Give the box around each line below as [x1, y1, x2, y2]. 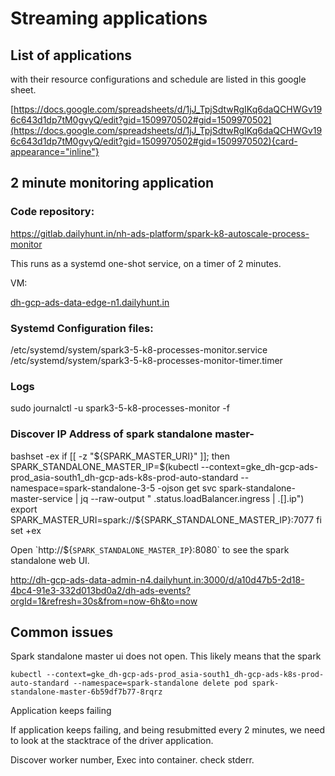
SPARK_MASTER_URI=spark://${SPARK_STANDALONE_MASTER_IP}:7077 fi [10, 513, 322, 526]
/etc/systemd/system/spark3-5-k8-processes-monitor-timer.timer [10, 354, 283, 366]
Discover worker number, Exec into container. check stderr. [10, 754, 255, 766]
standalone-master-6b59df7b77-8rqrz [10, 687, 163, 697]
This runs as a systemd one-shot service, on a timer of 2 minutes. [10, 257, 282, 269]
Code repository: [10, 205, 95, 219]
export [10, 503, 38, 515]
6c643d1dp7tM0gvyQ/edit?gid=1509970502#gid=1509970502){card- [10, 135, 298, 147]
